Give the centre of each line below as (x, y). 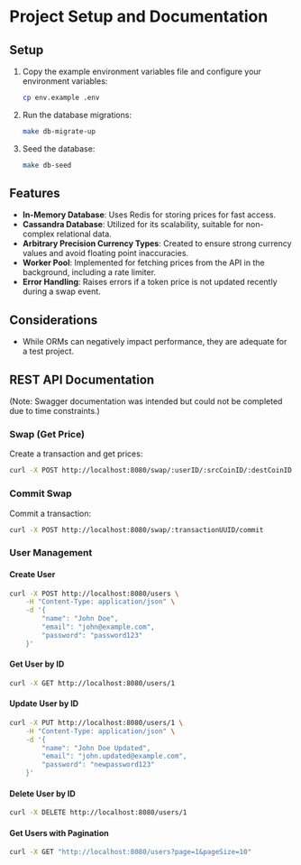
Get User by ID (37, 664)
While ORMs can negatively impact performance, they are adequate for (155, 342)
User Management (51, 553)
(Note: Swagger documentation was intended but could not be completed (146, 401)
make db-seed (47, 165)
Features (35, 193)
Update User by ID (44, 704)
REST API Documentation (82, 379)
